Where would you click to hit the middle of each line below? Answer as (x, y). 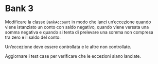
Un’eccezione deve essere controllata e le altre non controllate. (68, 47)
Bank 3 (19, 8)
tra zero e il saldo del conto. (33, 37)
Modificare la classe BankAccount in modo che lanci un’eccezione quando (78, 22)
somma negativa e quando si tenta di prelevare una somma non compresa (79, 32)
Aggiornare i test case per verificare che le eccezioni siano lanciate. (73, 56)
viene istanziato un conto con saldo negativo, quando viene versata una (77, 27)
